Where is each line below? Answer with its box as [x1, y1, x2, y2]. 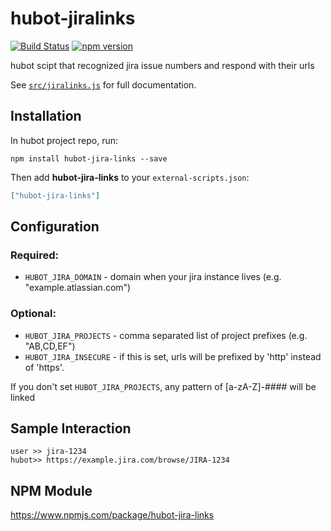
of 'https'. [24, 361, 65, 373]
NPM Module [10, 482, 93, 499]
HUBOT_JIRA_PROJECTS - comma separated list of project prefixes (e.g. [24, 329, 308, 341]
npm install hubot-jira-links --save [10, 153, 168, 164]
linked [10, 391, 36, 403]
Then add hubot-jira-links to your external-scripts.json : [10, 171, 250, 183]
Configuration [10, 218, 100, 236]
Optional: [10, 307, 57, 321]
